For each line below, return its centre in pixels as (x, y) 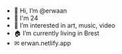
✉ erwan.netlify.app (42, 43)
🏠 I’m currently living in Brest (56, 33)
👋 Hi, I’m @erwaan (40, 11)
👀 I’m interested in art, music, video (64, 25)
